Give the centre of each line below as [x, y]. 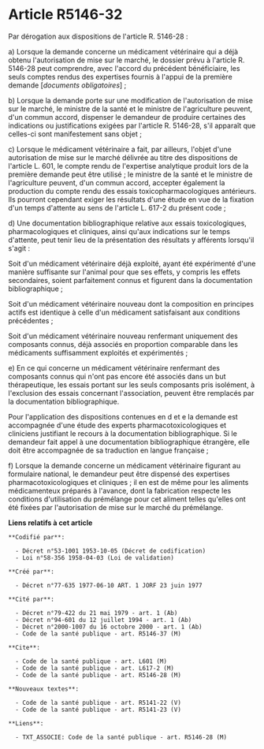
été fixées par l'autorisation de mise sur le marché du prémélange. [116, 507]
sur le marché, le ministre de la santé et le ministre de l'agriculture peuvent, [130, 109]
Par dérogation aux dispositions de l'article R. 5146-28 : [98, 36]
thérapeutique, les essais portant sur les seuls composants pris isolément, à [132, 385]
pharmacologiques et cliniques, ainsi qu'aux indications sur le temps [119, 231]
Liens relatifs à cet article [50, 523]
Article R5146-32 [65, 15]
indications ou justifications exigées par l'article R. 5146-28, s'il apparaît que [132, 125]
